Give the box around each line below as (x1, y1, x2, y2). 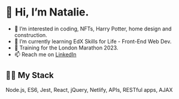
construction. (14, 31, 47, 38)
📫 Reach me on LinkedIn (14, 51, 77, 58)
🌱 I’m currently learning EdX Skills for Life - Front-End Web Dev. (14, 38, 172, 45)
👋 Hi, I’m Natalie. (5, 5, 89, 19)
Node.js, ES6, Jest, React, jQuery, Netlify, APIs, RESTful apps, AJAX (5, 86, 173, 93)
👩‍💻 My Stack (5, 70, 54, 81)
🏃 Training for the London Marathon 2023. (14, 44, 119, 51)
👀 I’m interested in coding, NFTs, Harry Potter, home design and (14, 25, 172, 32)
